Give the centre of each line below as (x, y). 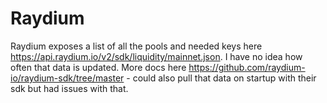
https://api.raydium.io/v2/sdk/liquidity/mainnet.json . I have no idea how (156, 56)
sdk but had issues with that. (69, 88)
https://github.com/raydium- (247, 67)
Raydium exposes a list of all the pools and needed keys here (136, 46)
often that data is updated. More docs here (98, 67)
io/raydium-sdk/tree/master (67, 78)
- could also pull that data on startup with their (221, 78)
